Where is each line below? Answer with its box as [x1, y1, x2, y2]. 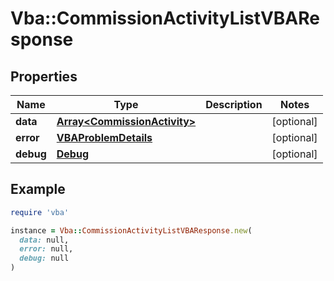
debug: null [19, 253, 70, 264]
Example [10, 181, 66, 198]
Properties [10, 68, 78, 85]
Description [205, 98, 263, 111]
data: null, [19, 235, 70, 245]
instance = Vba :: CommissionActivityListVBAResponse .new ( [10, 225, 253, 236]
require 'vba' [10, 207, 70, 217]
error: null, [19, 244, 74, 254]
